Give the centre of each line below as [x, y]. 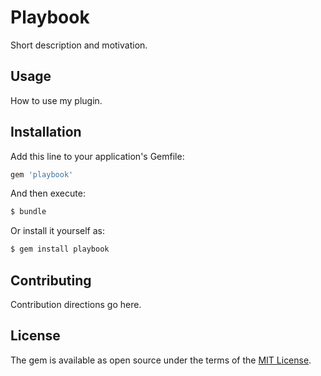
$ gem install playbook [60, 249]
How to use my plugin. [56, 100]
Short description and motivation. [79, 45]
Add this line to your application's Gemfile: [97, 156]
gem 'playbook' [42, 174]
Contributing [51, 280]
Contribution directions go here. [76, 304]
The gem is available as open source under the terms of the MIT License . [161, 360]
